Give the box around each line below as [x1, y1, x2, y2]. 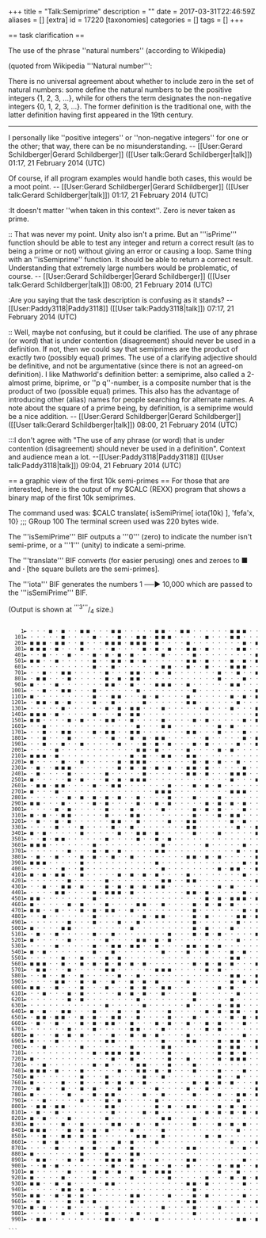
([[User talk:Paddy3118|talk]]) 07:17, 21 [109, 304, 234, 313]
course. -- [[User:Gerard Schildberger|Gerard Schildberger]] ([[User [8, 272, 231, 280]
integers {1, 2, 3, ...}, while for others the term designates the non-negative [8, 93, 252, 102]
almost [8, 378, 30, 387]
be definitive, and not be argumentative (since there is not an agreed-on [8, 361, 244, 371]
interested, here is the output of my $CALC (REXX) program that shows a [8, 485, 246, 493]
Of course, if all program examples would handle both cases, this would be [8, 173, 253, 183]
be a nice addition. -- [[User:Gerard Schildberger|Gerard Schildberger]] [8, 412, 241, 421]
